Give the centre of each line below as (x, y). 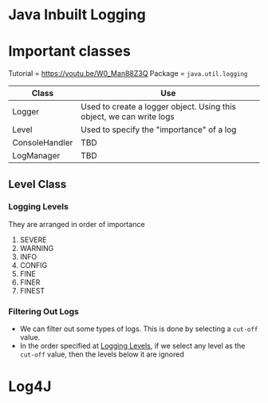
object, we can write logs (128, 117)
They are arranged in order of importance (77, 224)
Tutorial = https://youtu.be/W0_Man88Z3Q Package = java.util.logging (128, 74)
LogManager (36, 156)
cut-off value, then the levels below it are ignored (102, 354)
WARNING (37, 248)
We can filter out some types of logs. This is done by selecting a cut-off (139, 329)
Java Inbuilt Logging (77, 15)
